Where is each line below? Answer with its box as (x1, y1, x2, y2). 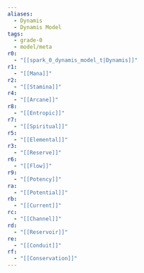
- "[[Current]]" (13, 202, 62, 210)
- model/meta (13, 43, 52, 50)
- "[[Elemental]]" (13, 136, 69, 143)
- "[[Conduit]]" (13, 242, 62, 249)
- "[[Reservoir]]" (13, 228, 69, 235)
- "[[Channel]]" (13, 215, 62, 223)
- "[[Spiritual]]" (13, 122, 69, 130)
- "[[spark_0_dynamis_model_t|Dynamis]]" (13, 57, 138, 64)
